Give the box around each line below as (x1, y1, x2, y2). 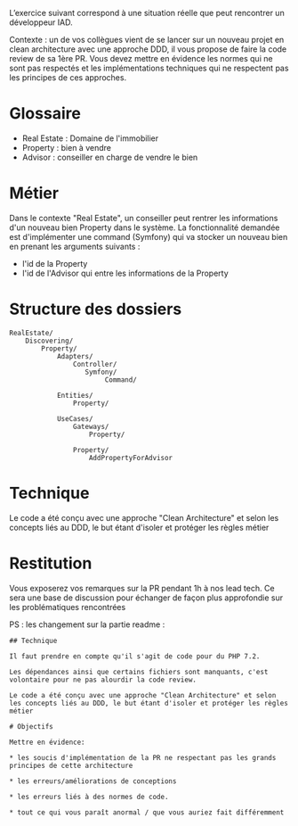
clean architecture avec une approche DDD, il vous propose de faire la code (9, 44, 287, 54)
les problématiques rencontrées (9, 601, 126, 612)
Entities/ (56, 391, 93, 400)
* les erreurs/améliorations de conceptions (9, 776, 177, 786)
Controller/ (72, 359, 117, 368)
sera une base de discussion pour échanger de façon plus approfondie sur (9, 592, 283, 603)
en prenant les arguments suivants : (9, 241, 141, 252)
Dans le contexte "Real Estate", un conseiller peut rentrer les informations (9, 212, 278, 223)
